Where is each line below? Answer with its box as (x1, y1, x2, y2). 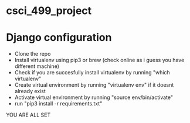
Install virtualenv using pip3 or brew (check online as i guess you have (14, 57, 185, 64)
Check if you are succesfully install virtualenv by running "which (14, 69, 170, 76)
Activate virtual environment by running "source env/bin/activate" (14, 94, 173, 101)
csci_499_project (6, 4, 92, 18)
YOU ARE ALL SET (6, 111, 51, 118)
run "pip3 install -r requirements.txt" (14, 100, 103, 107)
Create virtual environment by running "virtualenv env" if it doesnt (14, 81, 174, 88)
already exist (14, 88, 46, 95)
